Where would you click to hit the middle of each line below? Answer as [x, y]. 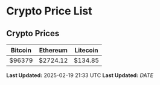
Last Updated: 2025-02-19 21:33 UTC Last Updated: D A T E [80, 75]
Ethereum [53, 50]
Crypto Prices [33, 33]
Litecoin [86, 50]
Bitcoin [21, 50]
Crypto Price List [49, 11]
